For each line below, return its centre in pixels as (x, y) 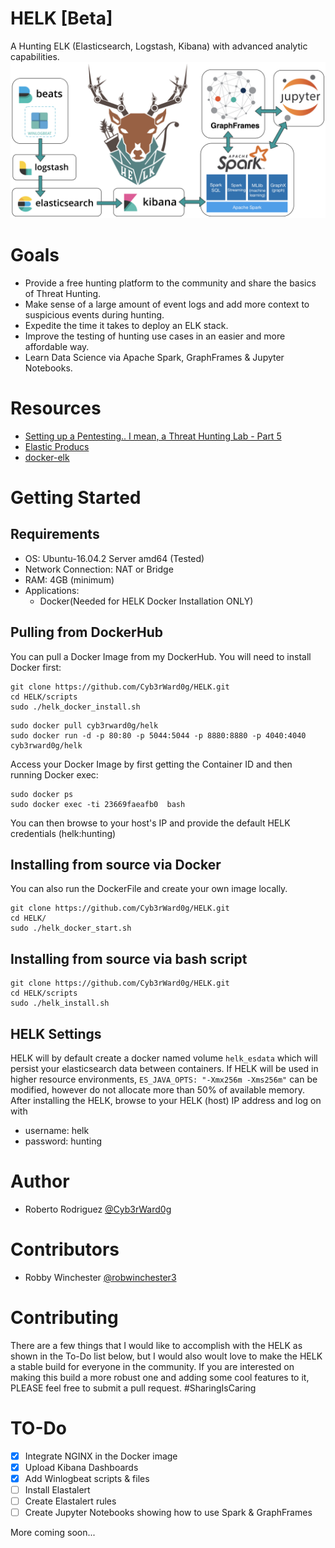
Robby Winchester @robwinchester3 (100, 1277)
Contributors (65, 1249)
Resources (56, 408)
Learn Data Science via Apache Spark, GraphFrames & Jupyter (154, 357)
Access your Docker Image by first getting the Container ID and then (151, 764)
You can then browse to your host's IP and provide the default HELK (150, 823)
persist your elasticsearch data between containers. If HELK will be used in (164, 1069)
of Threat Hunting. (63, 293)
